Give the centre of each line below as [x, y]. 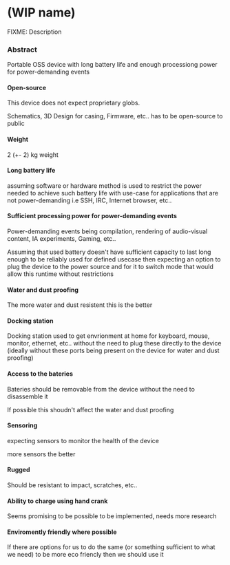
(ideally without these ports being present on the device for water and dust [113, 351]
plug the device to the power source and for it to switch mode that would [110, 267]
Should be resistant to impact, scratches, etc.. [72, 485]
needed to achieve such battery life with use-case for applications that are [113, 193]
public [16, 124]
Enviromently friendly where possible [62, 532]
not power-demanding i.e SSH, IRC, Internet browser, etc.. [90, 200]
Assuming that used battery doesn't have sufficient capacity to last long [109, 252]
